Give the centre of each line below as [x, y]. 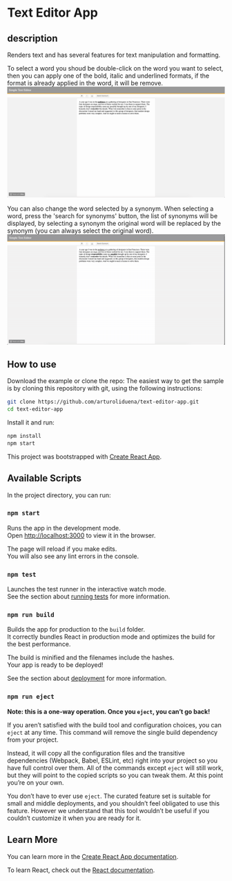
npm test [22, 574]
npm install [24, 436]
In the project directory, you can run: [59, 495]
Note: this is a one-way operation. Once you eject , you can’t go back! [109, 711]
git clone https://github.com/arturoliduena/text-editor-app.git [103, 402]
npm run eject [31, 697]
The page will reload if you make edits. [62, 549]
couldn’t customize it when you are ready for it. [74, 818]
